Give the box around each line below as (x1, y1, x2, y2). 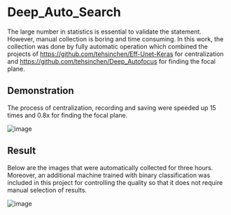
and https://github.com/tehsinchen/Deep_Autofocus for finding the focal (7, 57, 216, 65)
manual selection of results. (7, 186, 87, 194)
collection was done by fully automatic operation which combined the (7, 42, 208, 50)
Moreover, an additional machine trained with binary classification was (7, 171, 211, 179)
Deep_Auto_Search (7, 4, 121, 20)
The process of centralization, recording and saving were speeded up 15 (7, 103, 216, 112)
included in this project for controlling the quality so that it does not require (7, 178, 223, 186)
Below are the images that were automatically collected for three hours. (7, 163, 213, 172)
